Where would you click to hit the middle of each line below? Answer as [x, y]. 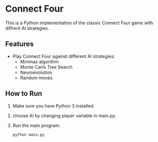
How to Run [24, 94]
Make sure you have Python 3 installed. [54, 106]
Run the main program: [36, 125]
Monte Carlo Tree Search [46, 67]
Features [19, 44]
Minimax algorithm [39, 62]
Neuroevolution [36, 72]
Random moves [36, 78]
